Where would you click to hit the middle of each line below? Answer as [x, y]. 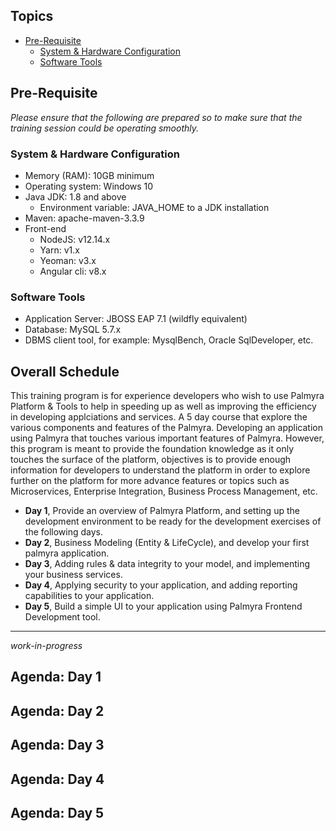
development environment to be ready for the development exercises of [173, 521]
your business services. [73, 575]
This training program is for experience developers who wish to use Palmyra [167, 396]
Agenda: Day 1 [56, 677]
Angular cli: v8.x [73, 271]
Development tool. [62, 617]
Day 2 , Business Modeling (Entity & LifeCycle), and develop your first [167, 543]
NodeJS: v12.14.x [75, 239]
